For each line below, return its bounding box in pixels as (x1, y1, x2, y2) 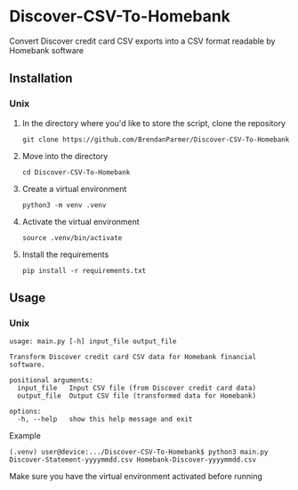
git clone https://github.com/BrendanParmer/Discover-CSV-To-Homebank (21, 135, 290, 144)
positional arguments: (9, 376, 93, 385)
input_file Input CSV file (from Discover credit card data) (17, 384, 256, 393)
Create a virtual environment (21, 183, 127, 194)
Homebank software (9, 44, 85, 55)
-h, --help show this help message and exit (17, 415, 193, 424)
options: (9, 407, 42, 416)
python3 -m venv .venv (21, 200, 107, 210)
